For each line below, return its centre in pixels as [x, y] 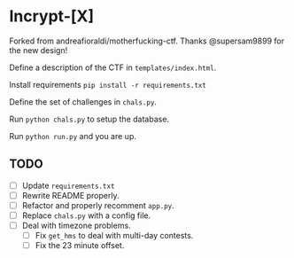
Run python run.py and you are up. [73, 136]
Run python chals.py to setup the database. [89, 119]
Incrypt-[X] [52, 16]
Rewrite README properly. [70, 195]
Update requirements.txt [68, 185]
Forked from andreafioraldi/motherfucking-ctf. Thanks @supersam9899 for [147, 41]
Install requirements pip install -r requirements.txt [108, 84]
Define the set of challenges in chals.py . [83, 102]
